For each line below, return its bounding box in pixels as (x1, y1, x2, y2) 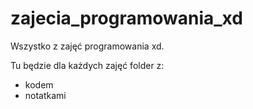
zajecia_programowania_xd (10, 7, 243, 30)
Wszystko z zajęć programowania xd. (10, 40, 165, 52)
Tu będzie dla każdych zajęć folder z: (10, 59, 165, 71)
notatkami (24, 89, 67, 101)
